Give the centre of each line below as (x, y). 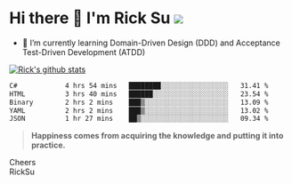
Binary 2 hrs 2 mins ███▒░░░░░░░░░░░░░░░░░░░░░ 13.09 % (139, 102)
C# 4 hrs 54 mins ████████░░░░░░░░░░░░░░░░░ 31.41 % (139, 85)
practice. (48, 145)
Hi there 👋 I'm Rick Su (90, 18)
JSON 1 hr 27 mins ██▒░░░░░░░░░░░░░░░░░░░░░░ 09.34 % (139, 119)
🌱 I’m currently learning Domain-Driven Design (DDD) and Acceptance (151, 43)
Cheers (23, 163)
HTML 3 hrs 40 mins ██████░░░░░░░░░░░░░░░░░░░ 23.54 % (139, 94)
